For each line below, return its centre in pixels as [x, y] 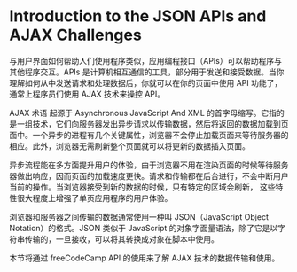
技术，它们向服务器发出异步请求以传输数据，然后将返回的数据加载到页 [160, 124]
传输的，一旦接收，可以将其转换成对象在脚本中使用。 [121, 239]
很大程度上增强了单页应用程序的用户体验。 [94, 198]
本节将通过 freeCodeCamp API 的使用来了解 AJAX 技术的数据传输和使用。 [145, 258]
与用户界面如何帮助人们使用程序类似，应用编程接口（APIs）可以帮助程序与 [145, 60]
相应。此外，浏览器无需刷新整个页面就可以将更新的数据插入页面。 [129, 146]
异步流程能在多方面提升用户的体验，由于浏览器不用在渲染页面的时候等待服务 [149, 165]
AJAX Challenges [75, 35]
